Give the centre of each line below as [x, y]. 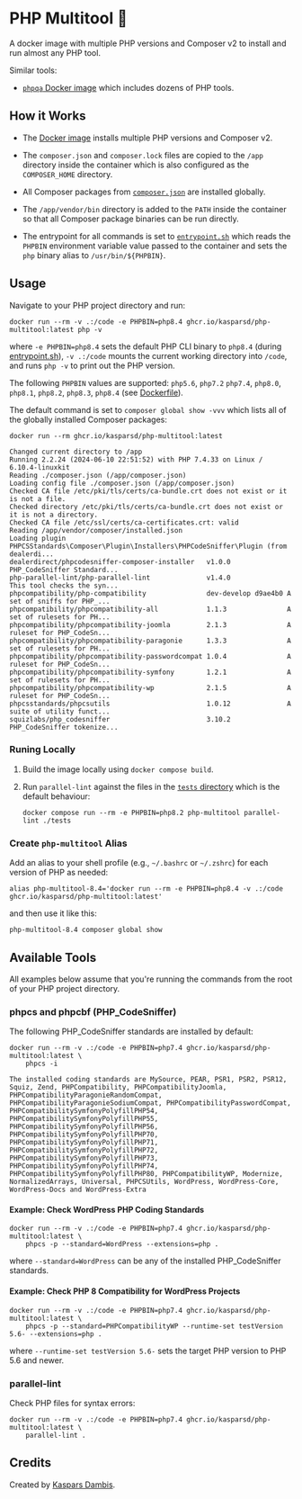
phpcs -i [42, 1064]
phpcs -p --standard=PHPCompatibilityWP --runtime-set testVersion [154, 1326]
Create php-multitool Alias [68, 843]
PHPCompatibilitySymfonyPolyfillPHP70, [84, 1135]
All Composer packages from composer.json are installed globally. [144, 192]
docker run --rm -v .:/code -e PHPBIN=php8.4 [96, 322]
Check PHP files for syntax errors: [72, 1403]
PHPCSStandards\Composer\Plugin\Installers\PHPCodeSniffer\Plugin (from [148, 546]
